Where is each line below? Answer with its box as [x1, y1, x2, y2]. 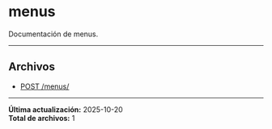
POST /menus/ [19, 81, 70, 91]
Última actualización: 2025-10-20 [8, 104, 123, 114]
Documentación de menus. [8, 29, 99, 39]
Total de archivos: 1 [8, 113, 75, 123]
